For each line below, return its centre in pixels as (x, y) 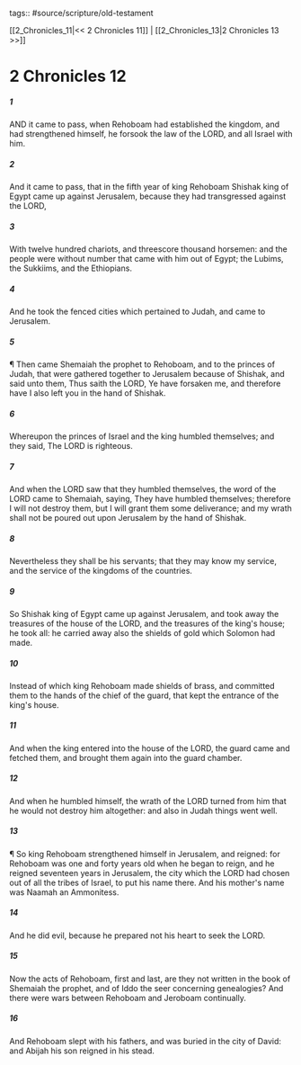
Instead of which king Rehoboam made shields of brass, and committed (142, 685)
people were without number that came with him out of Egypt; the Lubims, (147, 259)
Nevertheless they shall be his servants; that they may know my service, (143, 560)
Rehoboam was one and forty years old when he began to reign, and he (142, 864)
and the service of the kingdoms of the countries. (101, 570)
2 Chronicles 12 (68, 76)
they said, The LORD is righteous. (71, 446)
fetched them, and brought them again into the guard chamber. (126, 757)
